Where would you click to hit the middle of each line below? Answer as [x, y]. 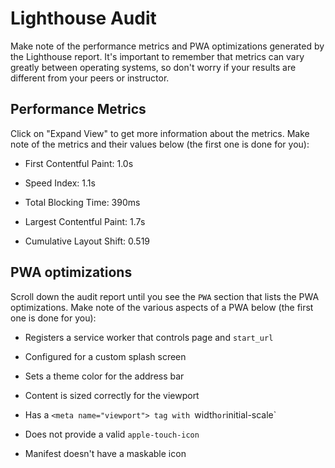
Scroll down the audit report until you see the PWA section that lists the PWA [165, 296]
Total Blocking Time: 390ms [82, 202]
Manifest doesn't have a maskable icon [105, 453]
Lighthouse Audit [83, 18]
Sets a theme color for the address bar [104, 376]
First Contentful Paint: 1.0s [79, 163]
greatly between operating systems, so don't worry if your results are [153, 67]
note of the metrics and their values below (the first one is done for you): [160, 144]
